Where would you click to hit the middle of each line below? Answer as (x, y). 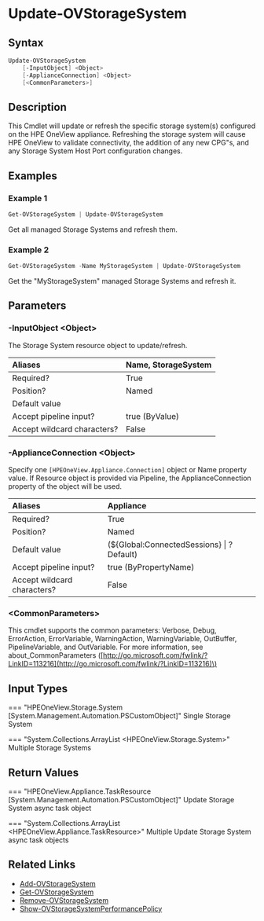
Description (37, 107)
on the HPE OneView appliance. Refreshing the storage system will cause (127, 134)
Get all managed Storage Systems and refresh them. (93, 229)
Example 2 (29, 250)
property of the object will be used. (65, 486)
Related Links (42, 865)
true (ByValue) (152, 416)
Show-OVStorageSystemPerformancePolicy (91, 908)
